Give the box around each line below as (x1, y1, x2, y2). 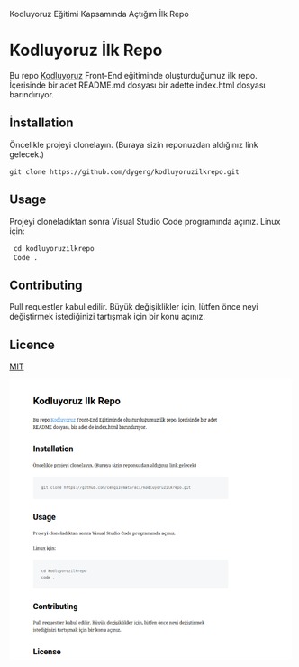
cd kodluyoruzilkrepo (13, 244, 95, 253)
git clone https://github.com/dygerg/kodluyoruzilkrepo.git (9, 167, 240, 176)
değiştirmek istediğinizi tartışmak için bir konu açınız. (9, 311, 205, 322)
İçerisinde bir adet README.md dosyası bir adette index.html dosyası (9, 79, 266, 90)
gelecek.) (9, 149, 45, 160)
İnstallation (9, 116, 74, 131)
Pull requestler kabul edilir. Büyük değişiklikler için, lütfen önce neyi (9, 301, 258, 312)
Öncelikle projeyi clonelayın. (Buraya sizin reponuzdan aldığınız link (9, 139, 258, 150)
